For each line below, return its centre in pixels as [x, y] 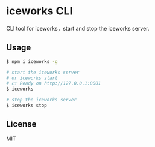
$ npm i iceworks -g [32, 61]
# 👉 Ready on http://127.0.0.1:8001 [54, 83]
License [21, 124]
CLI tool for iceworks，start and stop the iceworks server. [78, 28]
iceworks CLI [40, 11]
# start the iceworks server [43, 72]
